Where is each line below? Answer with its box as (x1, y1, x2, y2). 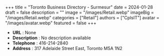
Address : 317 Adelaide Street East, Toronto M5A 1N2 (12, 46, 122, 51)
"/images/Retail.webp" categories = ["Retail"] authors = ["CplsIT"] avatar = (5, 15, 159, 20)
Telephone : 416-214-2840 (12, 40, 68, 46)
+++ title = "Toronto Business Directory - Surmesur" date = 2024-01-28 (5, 4, 153, 10)
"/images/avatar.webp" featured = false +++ (5, 20, 96, 26)
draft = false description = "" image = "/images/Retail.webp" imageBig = (5, 9, 154, 15)
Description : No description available (12, 35, 91, 41)
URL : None (12, 30, 36, 35)
